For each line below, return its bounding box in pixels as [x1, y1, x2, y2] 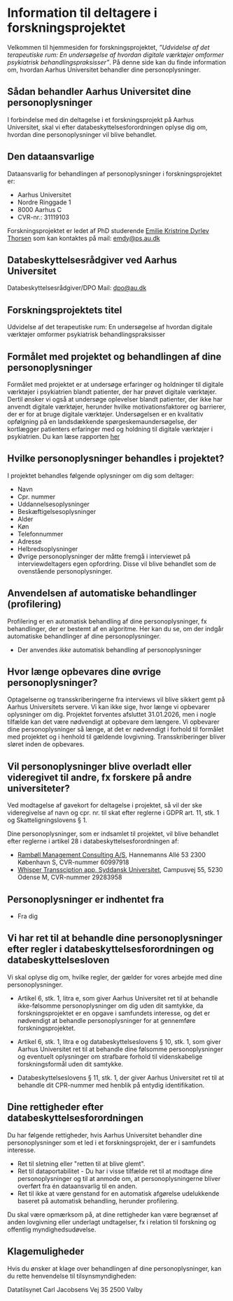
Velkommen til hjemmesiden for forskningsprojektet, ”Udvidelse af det [7, 43, 210, 51]
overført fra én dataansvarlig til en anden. [17, 1182, 138, 1190]
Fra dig [17, 912, 38, 920]
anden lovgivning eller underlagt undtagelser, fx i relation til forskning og [7, 1217, 217, 1226]
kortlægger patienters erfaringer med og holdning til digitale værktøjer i [7, 425, 213, 433]
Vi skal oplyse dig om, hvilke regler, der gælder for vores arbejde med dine [7, 972, 223, 981]
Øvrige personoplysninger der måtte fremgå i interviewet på [17, 552, 191, 560]
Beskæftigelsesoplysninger [17, 507, 97, 515]
